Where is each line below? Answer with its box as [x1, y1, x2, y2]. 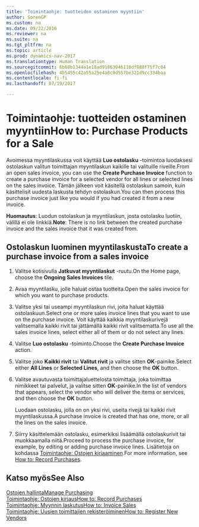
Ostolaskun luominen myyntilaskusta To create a [6, 242, 188, 252]
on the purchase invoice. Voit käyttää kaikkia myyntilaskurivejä [14, 316, 168, 323]
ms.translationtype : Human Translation [6, 58, 105, 64]
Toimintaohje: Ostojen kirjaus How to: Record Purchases [6, 495, 143, 502]
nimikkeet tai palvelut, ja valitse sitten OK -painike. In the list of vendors [14, 382, 187, 389]
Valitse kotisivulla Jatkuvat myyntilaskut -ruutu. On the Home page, [14, 267, 181, 275]
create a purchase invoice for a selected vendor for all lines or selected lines [6, 175, 193, 182]
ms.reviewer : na [6, 31, 46, 37]
